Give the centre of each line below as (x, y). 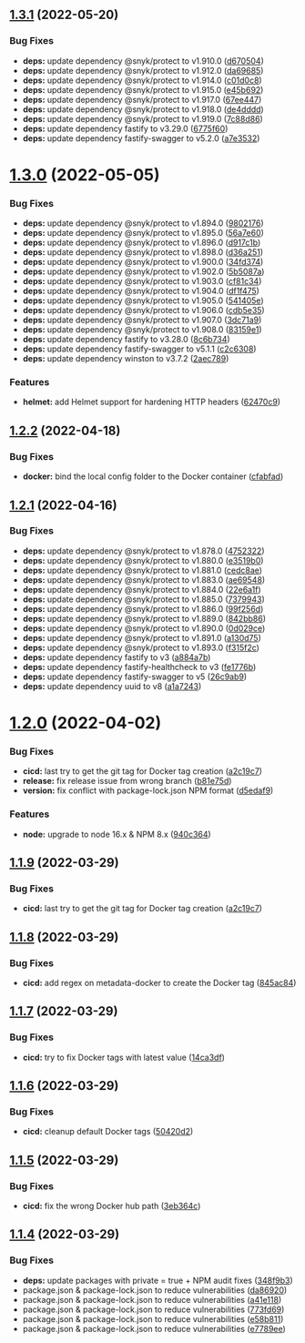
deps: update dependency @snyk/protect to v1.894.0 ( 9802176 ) (143, 223)
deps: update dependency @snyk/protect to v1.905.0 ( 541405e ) (143, 300)
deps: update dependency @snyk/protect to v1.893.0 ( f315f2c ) (141, 647)
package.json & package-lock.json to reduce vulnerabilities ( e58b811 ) (153, 1318)
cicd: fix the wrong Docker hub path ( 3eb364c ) (112, 1206)
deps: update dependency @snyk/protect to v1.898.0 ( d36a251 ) (143, 252)
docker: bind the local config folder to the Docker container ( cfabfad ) (153, 476)
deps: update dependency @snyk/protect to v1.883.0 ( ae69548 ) (144, 580)
